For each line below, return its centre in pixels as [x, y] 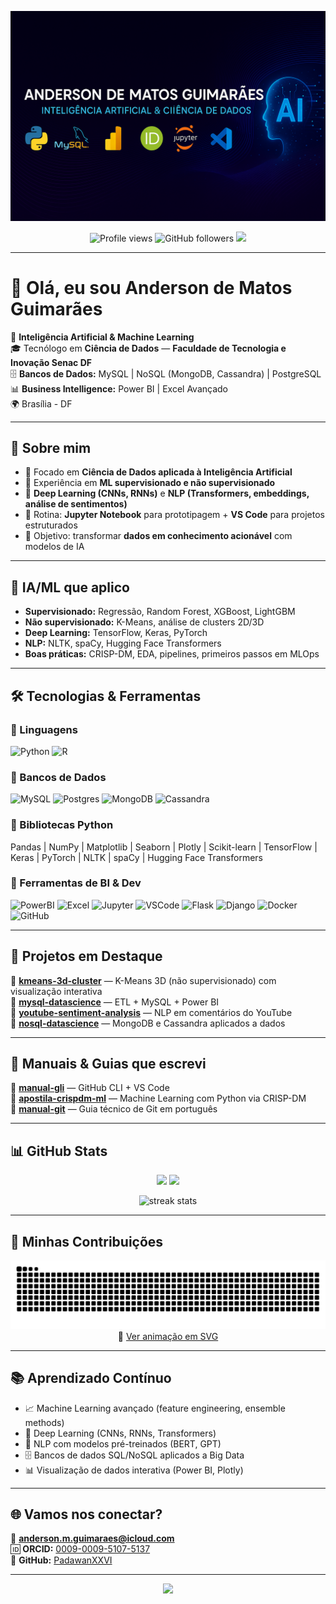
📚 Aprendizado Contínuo [91, 1378]
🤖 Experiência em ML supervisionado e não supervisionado [150, 483]
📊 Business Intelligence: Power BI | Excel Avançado [119, 388]
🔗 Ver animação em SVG [168, 1336]
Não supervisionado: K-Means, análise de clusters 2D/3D [144, 622]
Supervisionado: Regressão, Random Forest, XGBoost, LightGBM [160, 612]
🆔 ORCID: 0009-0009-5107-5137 [80, 1549]
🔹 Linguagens [44, 729]
